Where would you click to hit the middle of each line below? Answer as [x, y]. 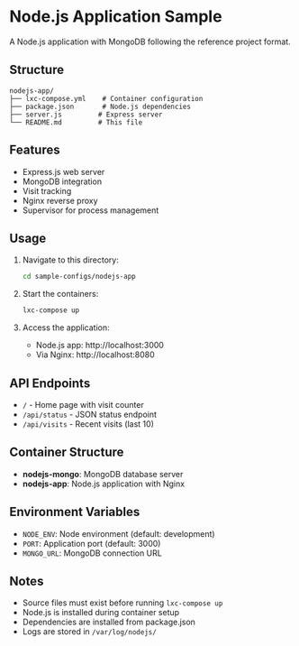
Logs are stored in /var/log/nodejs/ [90, 632]
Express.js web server [63, 171]
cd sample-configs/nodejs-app [79, 277]
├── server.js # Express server [86, 115]
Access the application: [66, 328]
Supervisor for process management [91, 210]
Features [35, 150]
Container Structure [67, 452]
